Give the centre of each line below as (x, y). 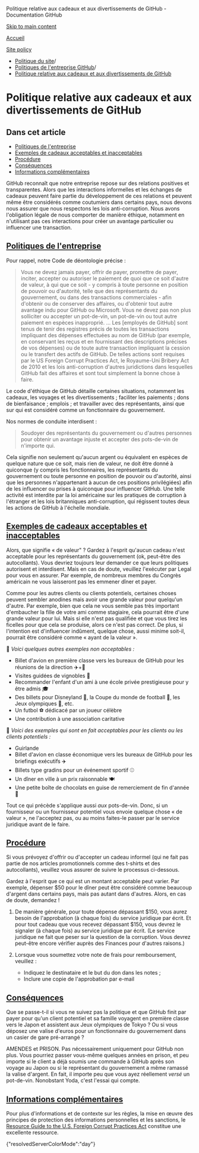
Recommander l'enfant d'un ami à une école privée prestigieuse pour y (102, 682)
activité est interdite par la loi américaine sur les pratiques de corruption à (97, 495)
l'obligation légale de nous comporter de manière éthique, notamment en (95, 215)
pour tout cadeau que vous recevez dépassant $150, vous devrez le (98, 925)
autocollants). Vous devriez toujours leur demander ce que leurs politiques (97, 563)
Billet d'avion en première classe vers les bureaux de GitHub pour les (99, 660)
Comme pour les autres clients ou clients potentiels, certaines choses (91, 593)
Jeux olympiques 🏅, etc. (44, 703)
